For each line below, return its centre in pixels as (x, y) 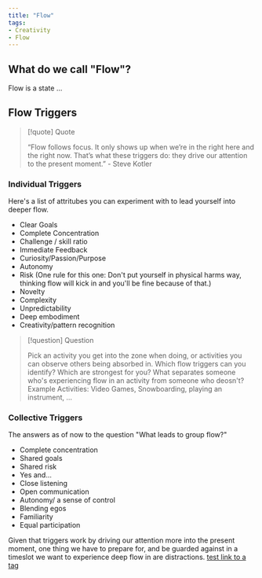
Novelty (32, 292)
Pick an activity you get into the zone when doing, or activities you (135, 355)
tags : (17, 23)
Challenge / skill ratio (53, 241)
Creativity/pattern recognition (67, 325)
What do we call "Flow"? (70, 69)
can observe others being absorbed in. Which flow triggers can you (136, 364)
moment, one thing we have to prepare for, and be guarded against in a (123, 549)
